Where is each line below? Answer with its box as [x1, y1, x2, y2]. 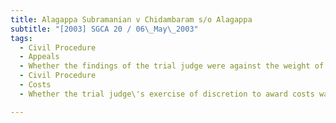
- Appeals [19, 52, 60, 62]
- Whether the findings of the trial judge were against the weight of [19, 61, 325, 71]
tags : [10, 33, 33, 43]
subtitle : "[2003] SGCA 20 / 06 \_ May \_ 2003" [10, 24, 199, 34]
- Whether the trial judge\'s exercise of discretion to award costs [19, 89, 315, 99]
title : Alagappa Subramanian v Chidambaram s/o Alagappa [10, 14, 253, 25]
